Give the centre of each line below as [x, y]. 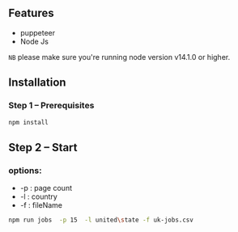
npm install [28, 122]
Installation [37, 83]
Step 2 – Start [43, 148]
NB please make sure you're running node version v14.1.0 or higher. [119, 57]
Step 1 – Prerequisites [51, 106]
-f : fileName [41, 205]
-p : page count [46, 188]
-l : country [39, 196]
